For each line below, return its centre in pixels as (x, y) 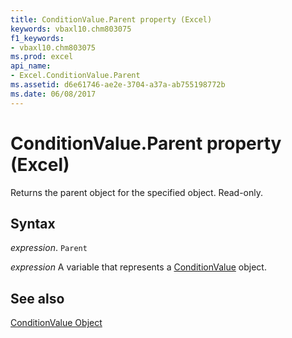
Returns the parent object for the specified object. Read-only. (137, 192)
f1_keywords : (37, 38)
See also (37, 298)
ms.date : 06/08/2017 (53, 94)
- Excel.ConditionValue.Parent (75, 76)
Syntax (33, 223)
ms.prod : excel (42, 57)
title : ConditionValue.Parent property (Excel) (111, 19)
